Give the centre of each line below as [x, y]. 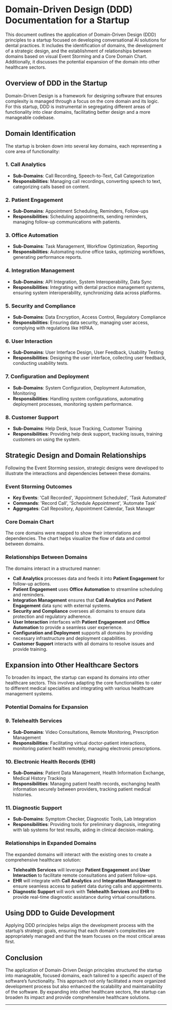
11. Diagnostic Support [34, 808]
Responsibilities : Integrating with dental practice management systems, [89, 287]
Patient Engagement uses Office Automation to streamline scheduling [88, 589]
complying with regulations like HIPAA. [53, 328]
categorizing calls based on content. [51, 187]
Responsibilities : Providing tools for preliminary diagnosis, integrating [87, 825]
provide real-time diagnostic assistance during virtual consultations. [84, 897]
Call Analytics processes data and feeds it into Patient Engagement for [89, 578]
